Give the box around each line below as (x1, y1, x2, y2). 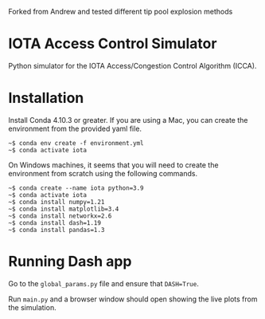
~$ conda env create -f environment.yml (8, 139, 145, 147)
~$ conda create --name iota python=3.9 (8, 183, 145, 192)
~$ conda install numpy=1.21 (8, 198, 105, 206)
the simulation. (8, 302, 57, 312)
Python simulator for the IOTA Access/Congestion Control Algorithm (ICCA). (8, 61, 257, 70)
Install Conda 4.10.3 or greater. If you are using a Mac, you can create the (8, 115, 248, 124)
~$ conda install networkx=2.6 (8, 211, 112, 220)
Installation (8, 89, 84, 107)
